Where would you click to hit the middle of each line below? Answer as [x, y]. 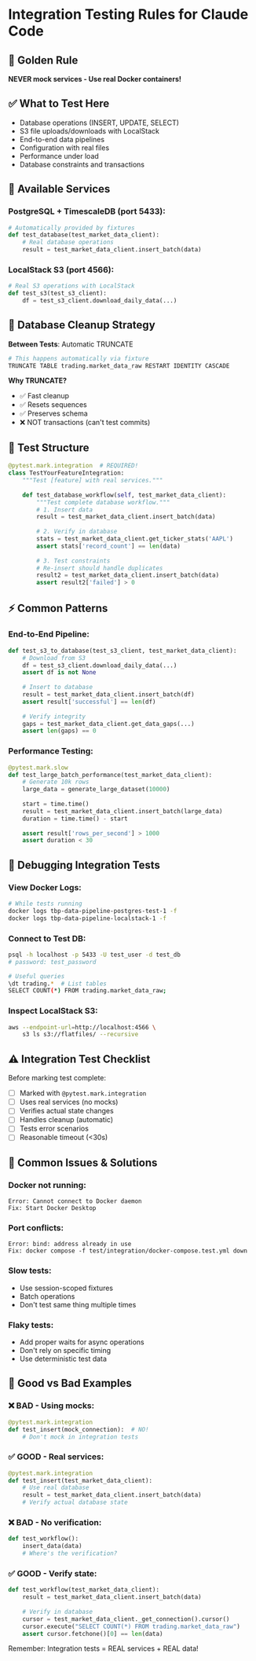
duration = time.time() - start [75, 819]
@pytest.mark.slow [38, 768]
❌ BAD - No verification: [55, 1522]
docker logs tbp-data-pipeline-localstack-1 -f [88, 918]
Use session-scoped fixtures [66, 1288]
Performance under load [59, 156]
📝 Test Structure [49, 447]
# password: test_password [52, 962]
